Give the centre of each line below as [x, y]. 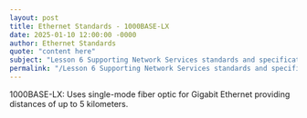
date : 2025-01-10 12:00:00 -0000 [73, 34]
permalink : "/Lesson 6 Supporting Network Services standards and [138, 69]
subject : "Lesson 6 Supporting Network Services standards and [132, 60]
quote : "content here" [53, 52]
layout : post [34, 18]
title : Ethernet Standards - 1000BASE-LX [90, 26]
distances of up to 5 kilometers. [69, 103]
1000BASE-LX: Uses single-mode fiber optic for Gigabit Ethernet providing [150, 94]
